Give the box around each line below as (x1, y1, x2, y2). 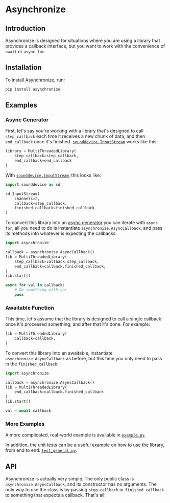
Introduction (5, 24, 46, 33)
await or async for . (5, 49, 46, 54)
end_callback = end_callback (14, 158, 72, 163)
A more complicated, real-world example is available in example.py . (5, 432, 147, 438)
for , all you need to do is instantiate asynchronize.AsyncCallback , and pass (5, 225, 163, 231)
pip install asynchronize (5, 86, 60, 92)
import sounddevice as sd (5, 182, 60, 187)
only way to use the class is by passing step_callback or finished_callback (5, 487, 164, 493)
